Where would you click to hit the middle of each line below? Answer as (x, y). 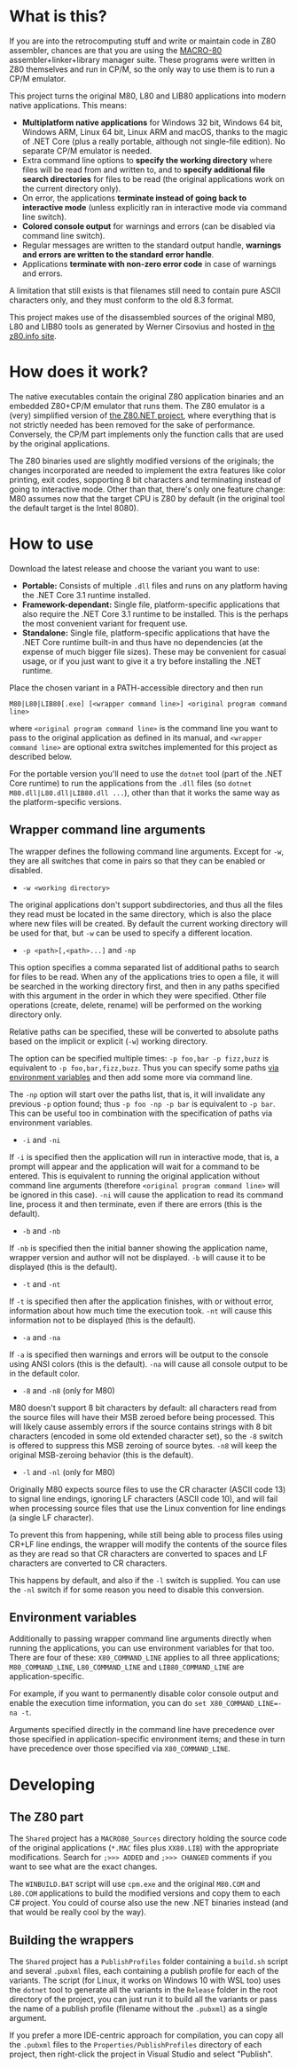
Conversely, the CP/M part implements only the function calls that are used (146, 434)
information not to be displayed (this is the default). (103, 1320)
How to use (51, 544)
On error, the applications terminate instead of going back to (134, 198)
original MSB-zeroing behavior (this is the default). (102, 1455)
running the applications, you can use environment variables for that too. (142, 1648)
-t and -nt (41, 1283)
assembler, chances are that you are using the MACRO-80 (116, 50)
